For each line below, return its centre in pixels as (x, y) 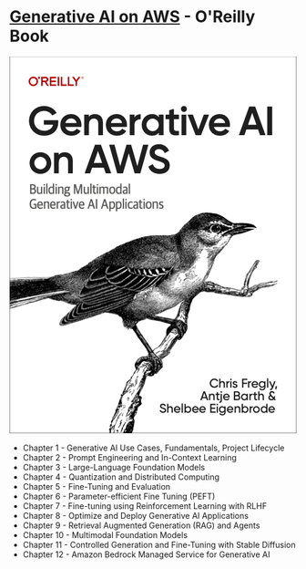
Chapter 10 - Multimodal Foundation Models (105, 534)
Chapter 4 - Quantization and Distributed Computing (121, 477)
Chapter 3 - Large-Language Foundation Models (114, 467)
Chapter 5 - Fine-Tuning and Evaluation (97, 486)
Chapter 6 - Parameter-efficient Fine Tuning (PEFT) (119, 496)
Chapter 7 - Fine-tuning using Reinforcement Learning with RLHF (144, 506)
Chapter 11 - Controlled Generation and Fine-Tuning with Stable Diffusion (159, 544)
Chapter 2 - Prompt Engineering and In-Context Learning (129, 457)
